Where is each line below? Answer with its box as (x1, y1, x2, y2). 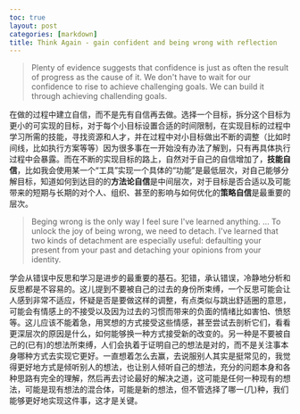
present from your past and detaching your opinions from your (30, 244, 262, 255)
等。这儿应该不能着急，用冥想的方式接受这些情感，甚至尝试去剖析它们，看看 (9, 318, 291, 328)
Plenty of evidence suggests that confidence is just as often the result (30, 62, 289, 73)
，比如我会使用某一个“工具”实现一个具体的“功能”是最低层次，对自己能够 (17, 165, 281, 176)
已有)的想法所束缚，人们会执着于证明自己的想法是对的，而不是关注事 (28, 340, 281, 351)
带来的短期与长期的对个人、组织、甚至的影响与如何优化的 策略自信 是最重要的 (9, 187, 291, 198)
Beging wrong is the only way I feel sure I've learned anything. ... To (30, 216, 281, 228)
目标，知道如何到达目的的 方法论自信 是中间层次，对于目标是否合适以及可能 (16, 176, 291, 187)
